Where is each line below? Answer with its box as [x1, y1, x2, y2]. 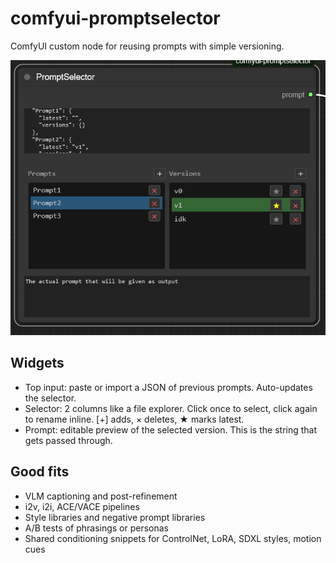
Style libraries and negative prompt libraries [24, 511, 206, 523]
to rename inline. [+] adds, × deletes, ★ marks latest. [24, 413, 245, 425]
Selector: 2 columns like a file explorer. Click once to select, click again [24, 402, 318, 414]
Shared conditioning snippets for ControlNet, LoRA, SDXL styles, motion [24, 532, 322, 544]
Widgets [10, 355, 65, 372]
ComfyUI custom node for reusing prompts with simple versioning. [10, 40, 285, 52]
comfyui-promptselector [10, 7, 221, 30]
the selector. [24, 392, 77, 404]
